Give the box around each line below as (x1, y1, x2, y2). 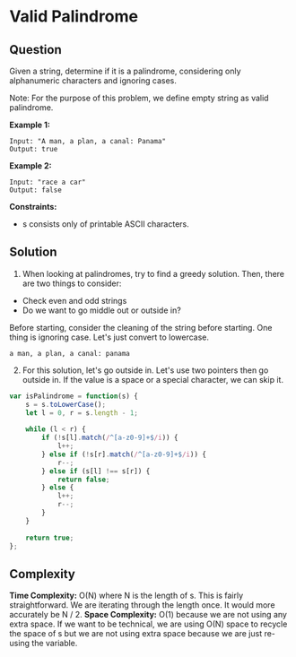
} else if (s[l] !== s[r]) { (41, 466, 151, 476)
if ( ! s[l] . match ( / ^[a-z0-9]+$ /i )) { (41, 433, 178, 443)
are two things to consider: (22, 278, 122, 289)
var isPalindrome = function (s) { (9, 392, 139, 401)
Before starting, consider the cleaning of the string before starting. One (9, 322, 273, 333)
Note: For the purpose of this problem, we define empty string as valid (9, 92, 269, 103)
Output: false (9, 186, 63, 195)
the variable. (30, 638, 78, 649)
